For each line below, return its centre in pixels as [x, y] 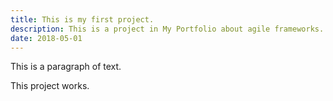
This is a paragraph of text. [66, 67]
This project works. [50, 86]
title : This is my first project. [82, 19]
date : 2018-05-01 [46, 38]
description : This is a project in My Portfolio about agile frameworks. [167, 29]
